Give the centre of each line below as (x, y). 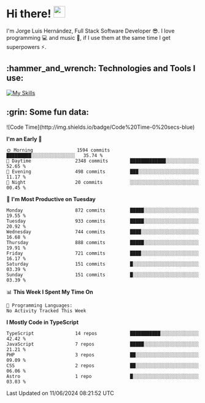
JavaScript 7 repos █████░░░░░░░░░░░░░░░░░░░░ (103, 344)
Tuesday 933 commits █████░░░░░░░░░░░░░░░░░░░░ (103, 221)
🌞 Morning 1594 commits (58, 150)
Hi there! (29, 14)
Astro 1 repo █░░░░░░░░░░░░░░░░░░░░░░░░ (103, 376)
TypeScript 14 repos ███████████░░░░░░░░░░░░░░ (103, 333)
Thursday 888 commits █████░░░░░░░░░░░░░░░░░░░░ (103, 242)
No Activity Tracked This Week (46, 311)
